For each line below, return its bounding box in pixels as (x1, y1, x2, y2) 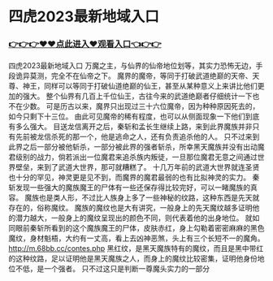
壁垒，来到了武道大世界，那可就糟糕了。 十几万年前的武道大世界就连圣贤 (15, 162, 260, 172)
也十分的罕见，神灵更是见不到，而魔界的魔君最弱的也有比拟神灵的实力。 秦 (8, 172, 260, 183)
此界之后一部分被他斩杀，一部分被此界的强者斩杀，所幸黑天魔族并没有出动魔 (8, 142, 265, 152)
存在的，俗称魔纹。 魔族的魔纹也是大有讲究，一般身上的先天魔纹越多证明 (8, 203, 253, 213)
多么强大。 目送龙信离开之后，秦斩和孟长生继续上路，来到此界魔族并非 (15, 122, 253, 132)
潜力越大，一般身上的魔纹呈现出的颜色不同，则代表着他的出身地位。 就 (15, 213, 253, 223)
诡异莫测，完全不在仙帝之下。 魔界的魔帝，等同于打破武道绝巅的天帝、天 (15, 71, 260, 81)
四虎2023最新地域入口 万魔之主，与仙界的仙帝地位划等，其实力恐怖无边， (8, 61, 256, 71)
